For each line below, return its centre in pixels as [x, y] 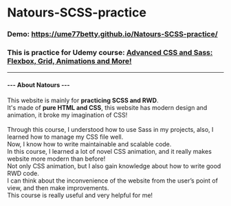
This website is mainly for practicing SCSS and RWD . [83, 100]
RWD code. [23, 173]
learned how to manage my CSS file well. [65, 137]
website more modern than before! [56, 159]
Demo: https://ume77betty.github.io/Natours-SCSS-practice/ [112, 34]
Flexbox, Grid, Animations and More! [69, 61]
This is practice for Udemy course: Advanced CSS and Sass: [110, 53]
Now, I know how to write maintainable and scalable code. [89, 144]
